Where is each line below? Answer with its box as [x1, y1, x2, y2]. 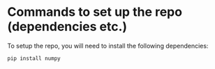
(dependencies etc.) [7, 19, 128, 34]
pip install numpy [7, 55, 61, 62]
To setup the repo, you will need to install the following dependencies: [7, 41, 209, 50]
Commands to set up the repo [7, 4, 183, 20]
